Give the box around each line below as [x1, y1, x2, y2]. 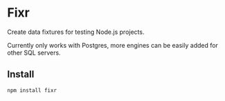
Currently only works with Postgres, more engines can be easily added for [7, 41, 219, 49]
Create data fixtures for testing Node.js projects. [7, 28, 145, 36]
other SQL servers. [7, 48, 61, 57]
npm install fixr [7, 86, 57, 94]
